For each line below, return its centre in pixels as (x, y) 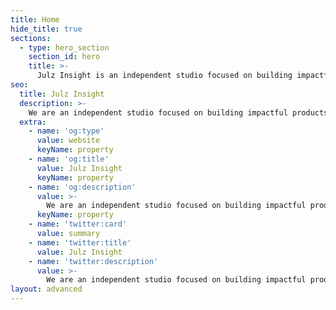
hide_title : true (46, 29)
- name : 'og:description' (82, 187)
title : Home (35, 19)
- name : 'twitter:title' (80, 242)
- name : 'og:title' (69, 159)
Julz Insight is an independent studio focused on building (164, 76)
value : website (68, 141)
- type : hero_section (64, 47)
